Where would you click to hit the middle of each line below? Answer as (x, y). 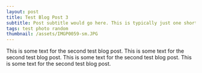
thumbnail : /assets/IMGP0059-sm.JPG (52, 34)
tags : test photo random (37, 28)
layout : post (23, 12)
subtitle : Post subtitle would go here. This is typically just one (94, 23)
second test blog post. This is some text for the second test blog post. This (99, 57)
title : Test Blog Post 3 (37, 17)
